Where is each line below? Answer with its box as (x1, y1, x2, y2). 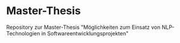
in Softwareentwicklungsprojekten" (41, 29, 129, 37)
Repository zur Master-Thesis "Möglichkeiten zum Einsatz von (6, 24, 161, 31)
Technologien (6, 29, 40, 37)
